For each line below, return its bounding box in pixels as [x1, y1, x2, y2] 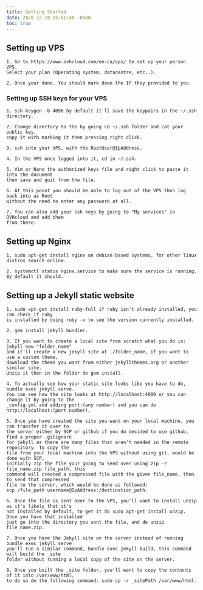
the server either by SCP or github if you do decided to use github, [6, 429, 189, 435]
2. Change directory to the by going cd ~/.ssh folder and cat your [6, 124, 184, 130]
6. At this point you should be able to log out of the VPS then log [6, 188, 187, 194]
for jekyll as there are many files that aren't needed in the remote [6, 439, 189, 446]
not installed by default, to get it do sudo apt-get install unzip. [6, 508, 187, 515]
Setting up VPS [6, 43, 65, 53]
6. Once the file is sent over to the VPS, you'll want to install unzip [6, 498, 198, 504]
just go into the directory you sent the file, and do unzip [6, 519, 165, 526]
